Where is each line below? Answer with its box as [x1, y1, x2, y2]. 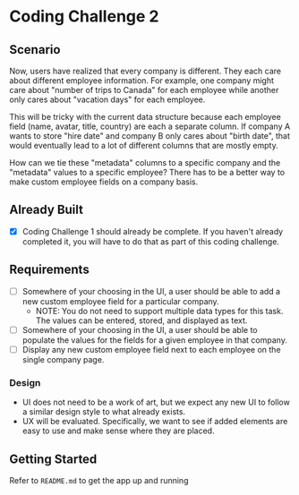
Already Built [9, 202, 83, 218]
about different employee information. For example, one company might [9, 75, 275, 86]
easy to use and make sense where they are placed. [21, 425, 215, 436]
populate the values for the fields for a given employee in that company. [21, 334, 288, 346]
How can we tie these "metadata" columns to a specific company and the [9, 158, 281, 167]
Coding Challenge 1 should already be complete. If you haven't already [21, 226, 284, 236]
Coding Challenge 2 [9, 6, 159, 27]
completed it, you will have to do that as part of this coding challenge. [21, 235, 280, 247]
